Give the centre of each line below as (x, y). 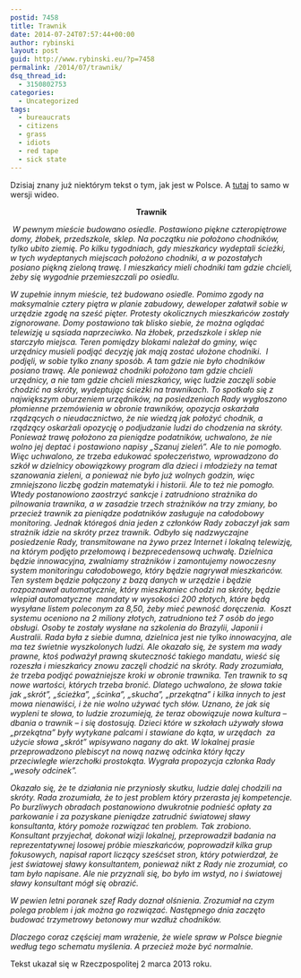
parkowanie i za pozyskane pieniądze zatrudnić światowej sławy (130, 816)
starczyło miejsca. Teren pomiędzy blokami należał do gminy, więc (134, 342)
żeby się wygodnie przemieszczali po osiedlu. (95, 277)
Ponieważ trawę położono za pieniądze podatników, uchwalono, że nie (141, 437)
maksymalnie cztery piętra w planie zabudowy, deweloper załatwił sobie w (149, 303)
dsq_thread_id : (39, 76)
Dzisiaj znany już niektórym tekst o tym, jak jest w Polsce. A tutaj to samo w (150, 185)
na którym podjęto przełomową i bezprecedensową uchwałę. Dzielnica (142, 551)
